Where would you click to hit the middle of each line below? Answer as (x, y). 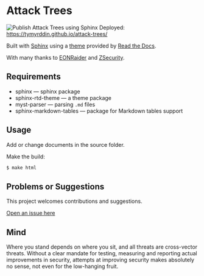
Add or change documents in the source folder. (65, 144)
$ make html (21, 168)
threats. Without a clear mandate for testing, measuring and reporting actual (102, 253)
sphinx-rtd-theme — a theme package (63, 97)
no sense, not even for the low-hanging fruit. (62, 266)
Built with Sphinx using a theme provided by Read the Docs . (81, 46)
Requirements (33, 77)
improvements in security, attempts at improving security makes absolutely (100, 260)
